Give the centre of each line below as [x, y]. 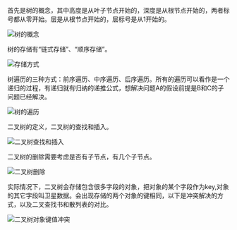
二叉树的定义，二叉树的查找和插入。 [60, 127]
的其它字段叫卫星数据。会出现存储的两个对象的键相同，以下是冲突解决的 [112, 195]
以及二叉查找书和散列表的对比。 [66, 204]
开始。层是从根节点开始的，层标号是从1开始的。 [101, 19]
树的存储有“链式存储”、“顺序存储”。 [59, 49]
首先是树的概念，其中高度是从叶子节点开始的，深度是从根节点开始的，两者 [115, 10]
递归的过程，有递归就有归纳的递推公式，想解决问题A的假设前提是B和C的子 [116, 88]
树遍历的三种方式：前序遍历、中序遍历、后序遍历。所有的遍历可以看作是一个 [119, 79]
